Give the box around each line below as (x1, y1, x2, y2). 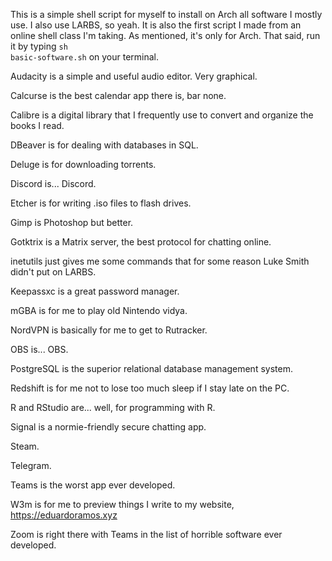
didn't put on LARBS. (10, 266, 97, 278)
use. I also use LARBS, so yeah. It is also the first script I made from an (10, 19, 302, 31)
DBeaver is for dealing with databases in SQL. (10, 139, 199, 151)
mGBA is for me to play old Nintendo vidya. (10, 305, 188, 316)
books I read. (10, 120, 65, 131)
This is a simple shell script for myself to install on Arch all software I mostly (10, 9, 323, 20)
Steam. (10, 440, 40, 452)
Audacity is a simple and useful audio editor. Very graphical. (10, 70, 258, 82)
